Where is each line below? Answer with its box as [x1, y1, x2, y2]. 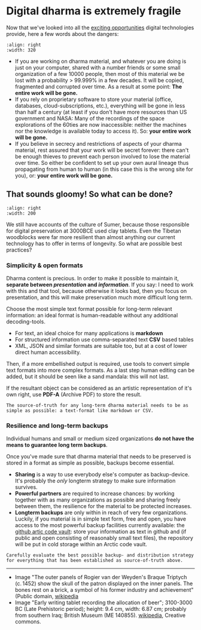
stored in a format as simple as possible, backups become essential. [6, 459, 175, 467]
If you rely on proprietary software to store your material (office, [14, 96, 173, 103]
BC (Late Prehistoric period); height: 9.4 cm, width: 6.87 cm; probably [14, 605, 187, 613]
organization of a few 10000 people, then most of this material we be [14, 70, 185, 77]
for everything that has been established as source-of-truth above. [6, 558, 184, 564]
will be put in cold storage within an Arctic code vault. [14, 541, 148, 548]
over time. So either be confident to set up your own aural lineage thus [14, 159, 189, 166]
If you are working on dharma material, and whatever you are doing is [14, 57, 187, 65]
